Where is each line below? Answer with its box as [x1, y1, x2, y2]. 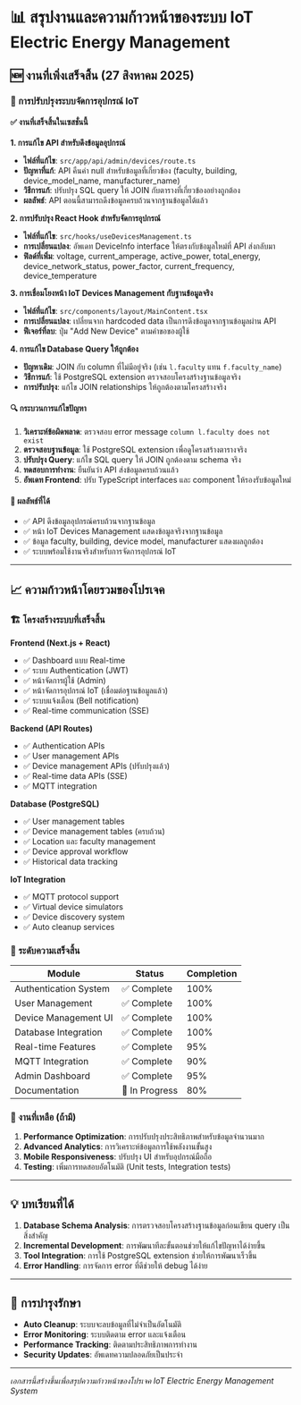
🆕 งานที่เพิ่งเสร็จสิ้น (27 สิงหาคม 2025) [10, 68, 195, 83]
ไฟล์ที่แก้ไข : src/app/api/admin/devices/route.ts [22, 155, 196, 165]
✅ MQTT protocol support [22, 891, 120, 901]
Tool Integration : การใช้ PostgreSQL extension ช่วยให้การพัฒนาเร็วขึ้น [22, 1250, 257, 1261]
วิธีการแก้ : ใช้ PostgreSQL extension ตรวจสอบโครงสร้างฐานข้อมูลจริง [22, 371, 241, 382]
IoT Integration [10, 874, 66, 884]
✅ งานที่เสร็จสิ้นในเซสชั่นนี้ [10, 117, 88, 128]
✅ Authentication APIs [22, 740, 105, 751]
